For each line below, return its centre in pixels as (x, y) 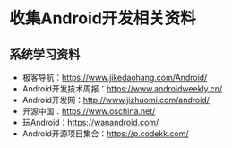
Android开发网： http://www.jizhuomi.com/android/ (116, 100)
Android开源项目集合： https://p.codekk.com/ (106, 134)
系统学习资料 (45, 54)
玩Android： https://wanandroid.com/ (90, 122)
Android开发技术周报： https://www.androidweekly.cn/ (122, 89)
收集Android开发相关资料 (103, 18)
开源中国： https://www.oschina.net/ (89, 111)
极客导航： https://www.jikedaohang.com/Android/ (115, 78)
